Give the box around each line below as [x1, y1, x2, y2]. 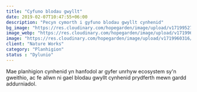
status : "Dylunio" [6, 52, 54, 58]
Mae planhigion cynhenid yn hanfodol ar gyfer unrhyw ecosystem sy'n [6, 68, 177, 75]
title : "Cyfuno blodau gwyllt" [6, 8, 83, 15]
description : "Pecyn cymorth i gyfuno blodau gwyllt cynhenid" [6, 19, 164, 25]
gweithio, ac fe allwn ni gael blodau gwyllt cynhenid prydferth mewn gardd [6, 74, 186, 81]
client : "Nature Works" [6, 41, 64, 47]
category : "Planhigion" [6, 47, 64, 52]
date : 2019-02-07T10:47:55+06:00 [6, 14, 88, 20]
